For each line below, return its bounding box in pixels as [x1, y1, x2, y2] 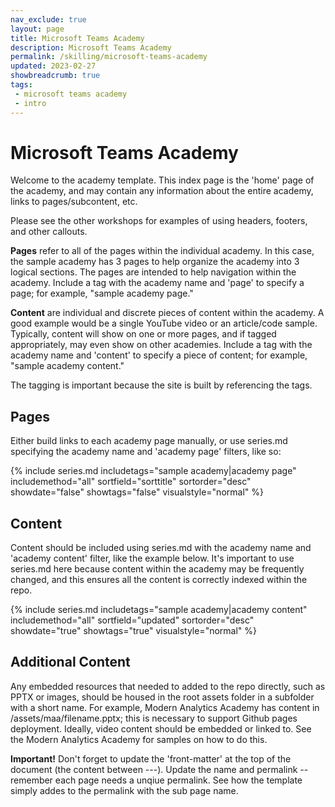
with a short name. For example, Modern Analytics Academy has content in [10, 701, 320, 713]
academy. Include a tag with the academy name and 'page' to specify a [10, 277, 305, 289]
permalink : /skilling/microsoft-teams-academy [10, 52, 208, 62]
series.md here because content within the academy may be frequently [10, 563, 305, 575]
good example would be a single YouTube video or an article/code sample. [10, 317, 318, 330]
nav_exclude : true [10, 14, 87, 25]
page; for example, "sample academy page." [10, 287, 194, 300]
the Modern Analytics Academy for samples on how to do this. [10, 733, 268, 745]
